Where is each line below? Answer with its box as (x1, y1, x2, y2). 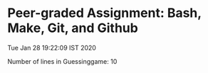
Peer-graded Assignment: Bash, (7, 5, 202, 21)
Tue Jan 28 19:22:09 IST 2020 (7, 43, 96, 52)
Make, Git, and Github (7, 20, 139, 36)
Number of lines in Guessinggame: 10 (7, 57, 118, 65)
